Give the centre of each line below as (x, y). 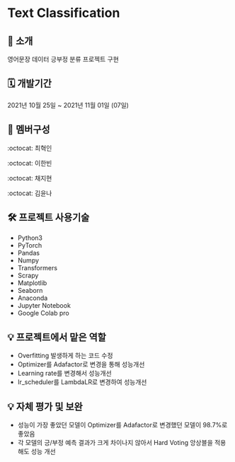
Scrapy (28, 276)
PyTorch (30, 246)
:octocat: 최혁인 (30, 148)
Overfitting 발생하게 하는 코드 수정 (65, 356)
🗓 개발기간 (29, 84)
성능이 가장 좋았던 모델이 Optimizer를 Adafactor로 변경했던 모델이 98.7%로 (122, 425)
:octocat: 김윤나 (30, 193)
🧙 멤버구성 (29, 130)
